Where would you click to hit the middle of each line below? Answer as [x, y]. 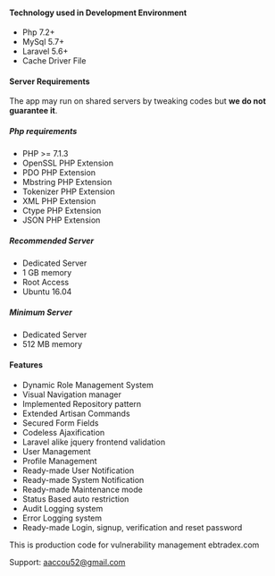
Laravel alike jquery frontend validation [94, 442]
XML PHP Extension [59, 201]
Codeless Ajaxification [63, 432]
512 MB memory [52, 344]
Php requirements [43, 131]
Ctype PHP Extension [62, 211]
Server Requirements [50, 81]
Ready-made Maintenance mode [82, 489]
